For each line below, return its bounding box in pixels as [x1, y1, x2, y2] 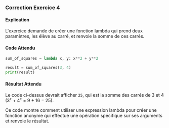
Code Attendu [5, 45, 35, 51]
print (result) [5, 70, 35, 75]
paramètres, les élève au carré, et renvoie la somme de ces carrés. [5, 33, 145, 39]
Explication [5, 17, 29, 23]
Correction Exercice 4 [5, 4, 60, 11]
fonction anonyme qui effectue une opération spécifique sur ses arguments [5, 113, 163, 119]
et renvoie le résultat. [5, 118, 50, 124]
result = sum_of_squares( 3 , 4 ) [5, 65, 71, 70]
